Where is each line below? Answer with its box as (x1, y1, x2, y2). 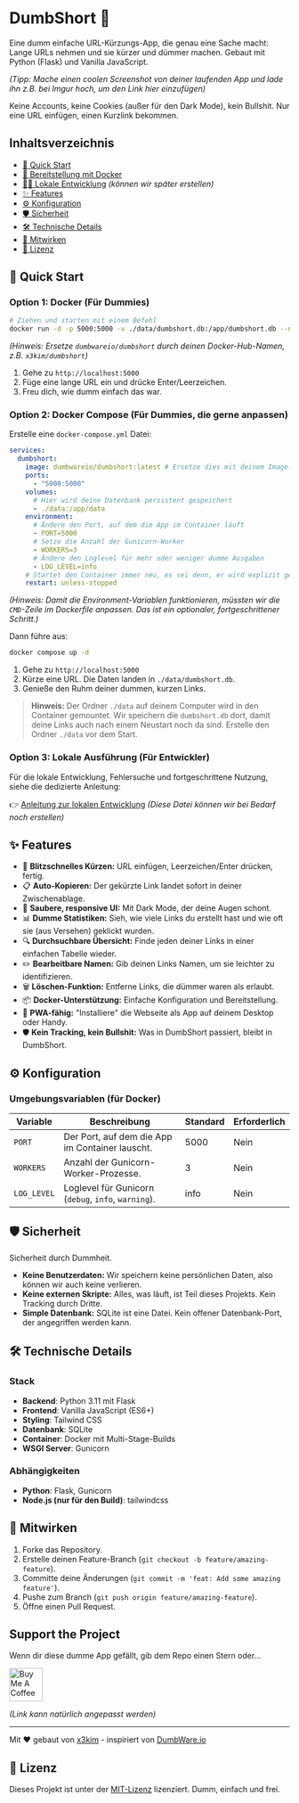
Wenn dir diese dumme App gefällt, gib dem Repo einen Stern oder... (9, 1651, 262, 1661)
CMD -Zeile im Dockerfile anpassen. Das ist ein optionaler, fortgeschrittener (9, 604, 280, 615)
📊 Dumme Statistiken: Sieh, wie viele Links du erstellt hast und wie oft (21, 913, 284, 923)
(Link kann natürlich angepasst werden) (9, 1709, 157, 1719)
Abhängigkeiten (9, 1465, 80, 1478)
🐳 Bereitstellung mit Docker (21, 168, 123, 179)
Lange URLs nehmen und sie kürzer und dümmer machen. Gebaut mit (9, 46, 265, 57)
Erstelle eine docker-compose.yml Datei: (9, 429, 152, 439)
